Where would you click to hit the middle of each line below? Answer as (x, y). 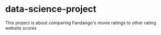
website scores (21, 28)
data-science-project (51, 9)
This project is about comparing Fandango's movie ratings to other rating (81, 23)
